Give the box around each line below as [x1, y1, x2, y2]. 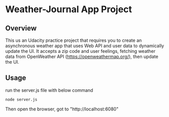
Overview [5, 24, 37, 33]
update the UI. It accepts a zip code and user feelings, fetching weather [5, 48, 156, 54]
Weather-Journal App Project [5, 4, 132, 15]
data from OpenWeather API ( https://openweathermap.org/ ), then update [5, 53, 159, 60]
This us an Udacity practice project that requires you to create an [5, 37, 142, 43]
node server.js [5, 97, 38, 102]
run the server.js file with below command [5, 87, 93, 93]
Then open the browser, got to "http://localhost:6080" [5, 106, 119, 112]
